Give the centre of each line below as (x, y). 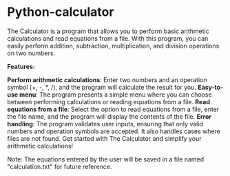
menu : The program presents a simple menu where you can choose (116, 95)
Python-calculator (61, 12)
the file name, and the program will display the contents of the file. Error (109, 116)
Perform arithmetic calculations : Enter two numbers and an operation (107, 79)
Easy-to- (210, 87)
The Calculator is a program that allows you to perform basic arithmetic (108, 31)
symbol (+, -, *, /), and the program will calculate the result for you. (102, 87)
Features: (21, 66)
